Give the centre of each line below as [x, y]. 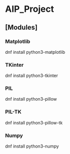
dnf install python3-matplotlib [35, 52]
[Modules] [21, 27]
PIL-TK [13, 112]
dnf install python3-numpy [32, 146]
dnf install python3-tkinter [32, 76]
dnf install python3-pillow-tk [34, 122]
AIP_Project [30, 9]
